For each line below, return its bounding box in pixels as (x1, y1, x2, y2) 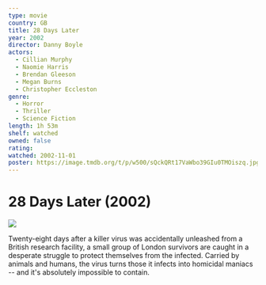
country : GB (8, 19, 47, 27)
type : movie (8, 11, 47, 20)
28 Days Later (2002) (8, 193, 152, 211)
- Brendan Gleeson (15, 70, 77, 78)
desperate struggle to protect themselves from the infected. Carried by (8, 251, 240, 260)
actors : (8, 48, 34, 56)
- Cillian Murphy (15, 56, 73, 64)
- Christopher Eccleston (15, 85, 97, 93)
